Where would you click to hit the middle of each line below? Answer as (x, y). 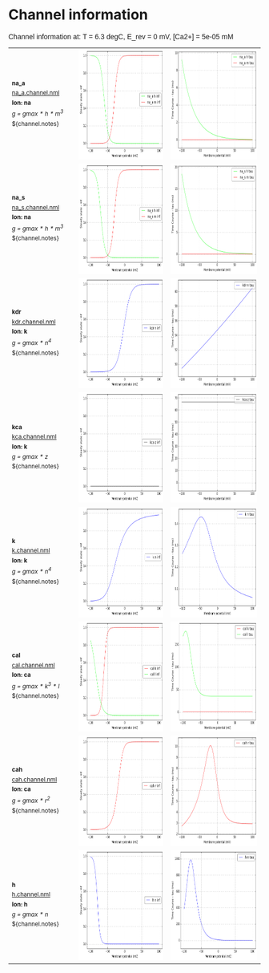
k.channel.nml (31, 551)
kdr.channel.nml (34, 322)
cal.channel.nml (33, 665)
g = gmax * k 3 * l (36, 685)
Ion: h (20, 905)
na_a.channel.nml (36, 93)
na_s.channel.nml (36, 207)
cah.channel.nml (34, 780)
